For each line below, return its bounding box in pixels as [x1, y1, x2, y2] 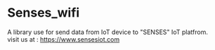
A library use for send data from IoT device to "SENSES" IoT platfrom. [7, 28, 209, 36]
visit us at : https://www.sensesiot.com [7, 35, 120, 43]
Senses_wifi [7, 5, 80, 21]
